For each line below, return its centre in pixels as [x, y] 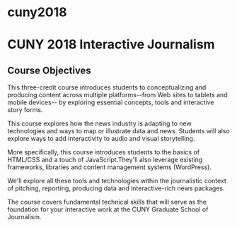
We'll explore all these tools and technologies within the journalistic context [117, 181]
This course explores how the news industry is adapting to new [100, 123]
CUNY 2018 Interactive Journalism [111, 45]
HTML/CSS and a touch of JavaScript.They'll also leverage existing [105, 160]
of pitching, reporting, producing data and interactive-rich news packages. [116, 188]
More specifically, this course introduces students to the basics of [104, 152]
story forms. [25, 110]
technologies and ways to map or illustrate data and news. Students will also [118, 131]
